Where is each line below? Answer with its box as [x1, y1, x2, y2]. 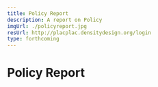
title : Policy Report [7, 10, 69, 17]
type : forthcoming [7, 36, 60, 42]
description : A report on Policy [7, 16, 103, 23]
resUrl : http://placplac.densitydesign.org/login [7, 29, 152, 36]
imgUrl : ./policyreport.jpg [7, 23, 88, 29]
